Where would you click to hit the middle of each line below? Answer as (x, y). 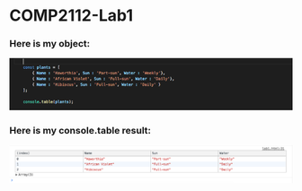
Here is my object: (50, 44)
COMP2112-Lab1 (71, 16)
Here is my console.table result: (80, 130)
